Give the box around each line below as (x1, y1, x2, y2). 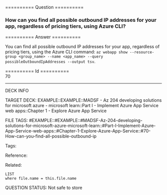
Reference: (5, 152, 28, 158)
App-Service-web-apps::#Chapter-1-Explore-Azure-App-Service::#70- (5, 128, 151, 134)
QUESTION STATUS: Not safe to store (5, 185, 83, 191)
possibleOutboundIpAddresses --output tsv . (5, 59, 96, 65)
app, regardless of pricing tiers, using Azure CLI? (5, 22, 126, 29)
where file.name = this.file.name (5, 176, 77, 181)
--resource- (129, 50, 155, 55)
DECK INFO (5, 88, 29, 94)
